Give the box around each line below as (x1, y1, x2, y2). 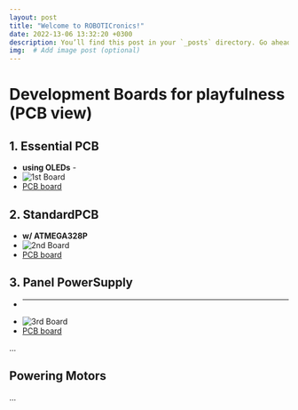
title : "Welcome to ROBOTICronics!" (9, 21, 145, 30)
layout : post (9, 12, 58, 22)
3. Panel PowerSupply (9, 275, 133, 290)
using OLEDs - (21, 162, 77, 173)
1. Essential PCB (9, 139, 99, 154)
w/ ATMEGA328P (21, 230, 89, 241)
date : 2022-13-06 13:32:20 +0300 (9, 29, 133, 38)
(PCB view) (9, 103, 93, 124)
